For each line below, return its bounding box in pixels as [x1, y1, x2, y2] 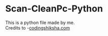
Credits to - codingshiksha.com [5, 24, 70, 30]
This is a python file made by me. [5, 19, 75, 25]
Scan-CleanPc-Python [5, 3, 103, 14]
